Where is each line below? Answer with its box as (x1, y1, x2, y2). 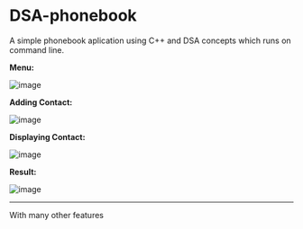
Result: (9, 166, 37, 177)
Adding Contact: (9, 96, 73, 108)
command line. (9, 44, 65, 55)
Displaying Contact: (9, 131, 86, 142)
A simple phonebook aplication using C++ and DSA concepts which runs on (9, 35, 291, 46)
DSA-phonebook (9, 5, 137, 26)
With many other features (9, 209, 104, 220)
